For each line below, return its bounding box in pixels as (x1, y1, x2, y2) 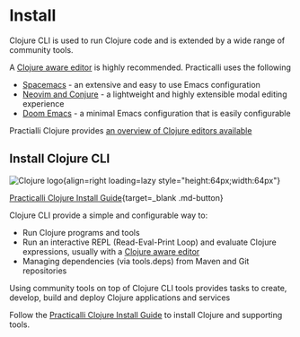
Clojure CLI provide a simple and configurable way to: (9, 210, 208, 220)
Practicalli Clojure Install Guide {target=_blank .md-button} (9, 192, 224, 203)
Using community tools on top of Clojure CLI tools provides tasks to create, (9, 282, 287, 293)
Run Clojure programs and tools (22, 227, 141, 238)
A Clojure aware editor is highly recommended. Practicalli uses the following (9, 62, 292, 73)
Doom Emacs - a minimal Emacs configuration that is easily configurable (22, 108, 291, 118)
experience (22, 98, 65, 108)
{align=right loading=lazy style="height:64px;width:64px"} (62, 175, 281, 186)
